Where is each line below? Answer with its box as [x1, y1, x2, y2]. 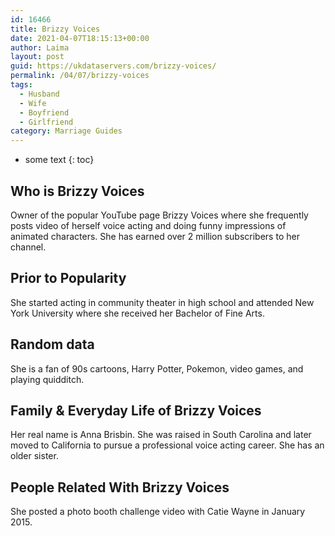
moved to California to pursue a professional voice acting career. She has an [10, 439, 325, 451]
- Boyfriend [19, 107, 70, 118]
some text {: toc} [24, 154, 95, 166]
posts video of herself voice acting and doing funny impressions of [10, 219, 287, 231]
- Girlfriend [19, 117, 74, 127]
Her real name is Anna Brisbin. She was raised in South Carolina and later [10, 429, 312, 441]
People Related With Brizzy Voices [10, 479, 230, 496]
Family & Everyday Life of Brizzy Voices [10, 402, 262, 419]
